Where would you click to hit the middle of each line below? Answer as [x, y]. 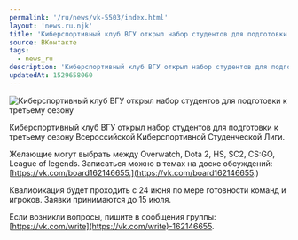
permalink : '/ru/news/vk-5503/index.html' [89, 17]
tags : [19, 51]
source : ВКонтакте [43, 42]
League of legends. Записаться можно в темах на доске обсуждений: [141, 163]
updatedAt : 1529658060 [51, 76]
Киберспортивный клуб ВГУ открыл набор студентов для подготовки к [144, 127]
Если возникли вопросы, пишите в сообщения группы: [113, 216]
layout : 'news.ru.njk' [51, 26]
